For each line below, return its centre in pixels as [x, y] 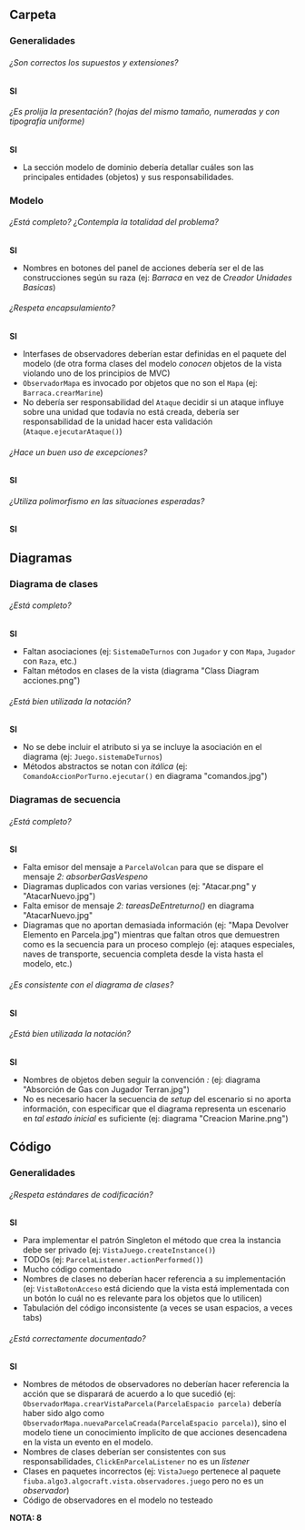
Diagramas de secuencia [65, 800]
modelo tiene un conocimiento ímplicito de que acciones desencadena [155, 1433]
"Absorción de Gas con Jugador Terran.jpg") [106, 1089]
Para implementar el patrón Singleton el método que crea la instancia [152, 1241]
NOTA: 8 [26, 1518]
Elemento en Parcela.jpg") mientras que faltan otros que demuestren [151, 935]
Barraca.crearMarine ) [63, 393]
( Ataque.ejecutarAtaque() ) [72, 431]
